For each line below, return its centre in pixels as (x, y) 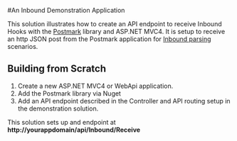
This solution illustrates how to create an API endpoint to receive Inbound (115, 24)
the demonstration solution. (58, 108)
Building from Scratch (57, 69)
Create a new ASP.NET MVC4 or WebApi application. (95, 86)
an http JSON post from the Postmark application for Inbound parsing (109, 39)
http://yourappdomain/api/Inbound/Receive (74, 130)
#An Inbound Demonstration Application (66, 10)
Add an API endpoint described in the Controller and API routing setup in (124, 101)
